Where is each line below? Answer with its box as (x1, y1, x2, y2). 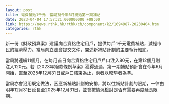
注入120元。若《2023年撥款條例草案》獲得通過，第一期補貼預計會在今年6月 (5, 64, 163, 70)
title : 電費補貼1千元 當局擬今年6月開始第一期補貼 (5, 12, 101, 17)
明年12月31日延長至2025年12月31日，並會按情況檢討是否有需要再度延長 (5, 87, 154, 93)
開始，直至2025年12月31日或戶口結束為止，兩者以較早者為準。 (5, 70, 136, 76)
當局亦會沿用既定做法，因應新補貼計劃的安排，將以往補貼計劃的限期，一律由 (5, 81, 164, 87)
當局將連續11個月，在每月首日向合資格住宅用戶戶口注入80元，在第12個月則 (5, 57, 160, 63)
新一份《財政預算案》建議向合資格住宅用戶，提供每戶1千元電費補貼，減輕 (5, 41, 157, 47)
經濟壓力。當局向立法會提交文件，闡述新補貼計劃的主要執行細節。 (14, 47, 151, 53)
